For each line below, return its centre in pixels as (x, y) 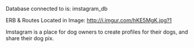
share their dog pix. (30, 38)
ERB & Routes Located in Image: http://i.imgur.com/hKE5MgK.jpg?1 (89, 20)
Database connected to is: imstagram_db (57, 9)
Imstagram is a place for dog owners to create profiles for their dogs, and (97, 32)
